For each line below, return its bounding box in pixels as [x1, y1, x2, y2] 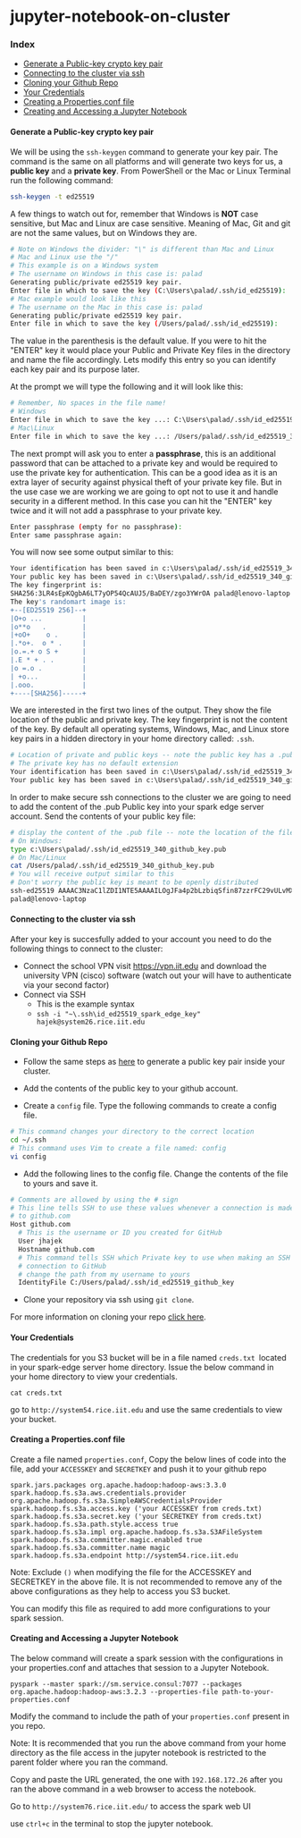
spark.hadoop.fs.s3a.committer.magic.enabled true [10, 1535, 203, 1544]
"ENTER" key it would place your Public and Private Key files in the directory [10, 345, 291, 356]
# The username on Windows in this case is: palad [10, 270, 203, 279]
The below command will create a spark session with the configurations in [10, 1652, 284, 1664]
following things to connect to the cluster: [10, 943, 163, 954]
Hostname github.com [18, 1244, 95, 1253]
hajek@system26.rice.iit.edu [36, 1017, 146, 1027]
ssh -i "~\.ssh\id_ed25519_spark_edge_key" [36, 1010, 202, 1019]
